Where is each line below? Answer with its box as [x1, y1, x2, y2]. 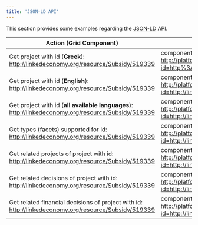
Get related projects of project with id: [9, 150, 114, 158]
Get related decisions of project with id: [9, 174, 118, 182]
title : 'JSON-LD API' [6, 8, 60, 15]
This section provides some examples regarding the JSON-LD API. [6, 25, 168, 32]
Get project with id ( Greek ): [9, 52, 85, 61]
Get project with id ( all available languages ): [9, 101, 134, 109]
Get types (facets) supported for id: [9, 125, 107, 133]
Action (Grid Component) [45, 39, 119, 47]
